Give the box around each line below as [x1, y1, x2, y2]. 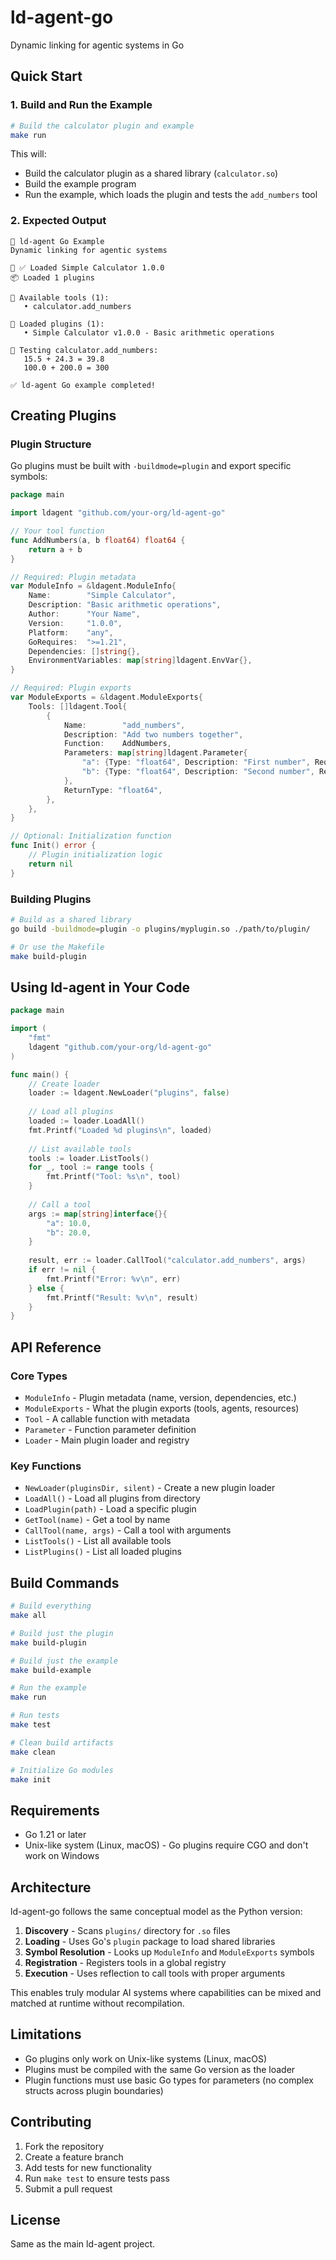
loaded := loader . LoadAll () [28, 1116, 145, 1126]
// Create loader [28, 1079, 101, 1089]
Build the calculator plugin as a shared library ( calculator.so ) [24, 167, 279, 180]
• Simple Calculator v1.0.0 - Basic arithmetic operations [23, 327, 275, 338]
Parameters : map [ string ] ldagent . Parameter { [63, 748, 248, 758]
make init [10, 1774, 52, 1785]
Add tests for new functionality [24, 2161, 152, 2173]
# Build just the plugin [10, 1628, 114, 1638]
